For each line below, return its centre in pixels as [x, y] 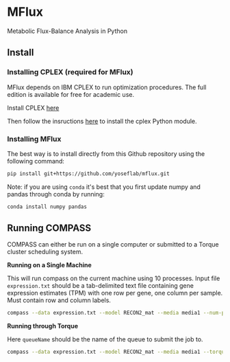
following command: [36, 161]
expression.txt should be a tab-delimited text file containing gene [100, 286]
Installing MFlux [34, 139]
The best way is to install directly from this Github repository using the [106, 154]
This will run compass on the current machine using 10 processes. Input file [114, 278]
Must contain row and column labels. [59, 300]
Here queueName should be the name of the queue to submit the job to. [105, 339]
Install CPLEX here [33, 108]
